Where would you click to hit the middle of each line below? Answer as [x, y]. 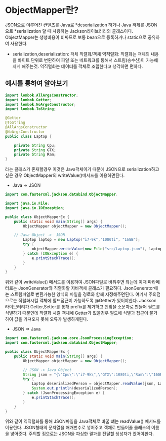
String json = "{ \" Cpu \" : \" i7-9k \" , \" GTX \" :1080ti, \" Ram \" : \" [88, 375]
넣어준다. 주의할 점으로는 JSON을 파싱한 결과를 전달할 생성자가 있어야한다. [82, 434]
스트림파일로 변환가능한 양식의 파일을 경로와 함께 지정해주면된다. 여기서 [79, 294]
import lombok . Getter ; [28, 100]
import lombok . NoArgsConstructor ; [41, 105]
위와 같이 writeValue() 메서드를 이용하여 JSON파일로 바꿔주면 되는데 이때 [76, 282]
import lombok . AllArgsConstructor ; [42, 95]
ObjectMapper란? [42, 10]
